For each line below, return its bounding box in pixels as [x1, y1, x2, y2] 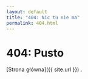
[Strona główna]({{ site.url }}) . [6, 66, 83, 73]
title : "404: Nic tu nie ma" [6, 14, 80, 21]
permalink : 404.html [6, 20, 59, 26]
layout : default [6, 8, 47, 15]
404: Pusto [6, 46, 64, 60]
